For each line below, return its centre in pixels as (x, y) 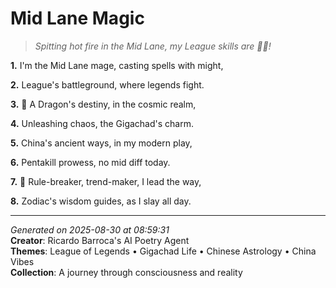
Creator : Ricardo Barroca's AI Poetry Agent (100, 240)
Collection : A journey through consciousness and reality (126, 272)
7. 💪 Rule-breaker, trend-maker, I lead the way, (106, 181)
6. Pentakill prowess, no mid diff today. (90, 162)
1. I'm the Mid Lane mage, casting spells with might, (117, 65)
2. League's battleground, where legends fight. (107, 84)
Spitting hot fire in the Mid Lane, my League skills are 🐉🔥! (153, 46)
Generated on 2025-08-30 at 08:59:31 (90, 229)
